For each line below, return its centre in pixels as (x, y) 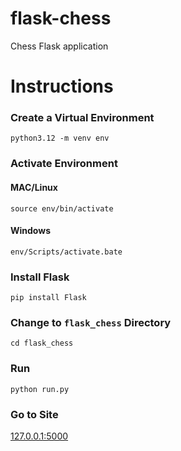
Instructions (62, 86)
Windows (30, 231)
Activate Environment (64, 164)
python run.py (40, 389)
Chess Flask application (59, 46)
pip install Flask (48, 298)
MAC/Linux (34, 187)
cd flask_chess (42, 343)
